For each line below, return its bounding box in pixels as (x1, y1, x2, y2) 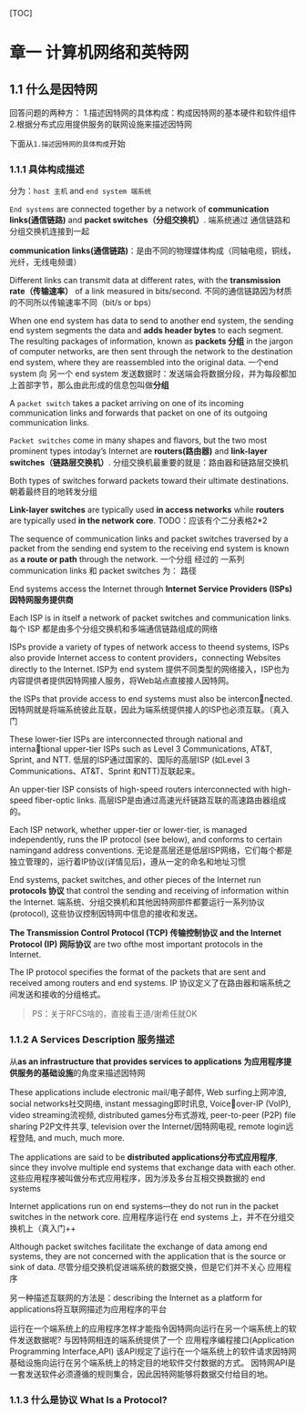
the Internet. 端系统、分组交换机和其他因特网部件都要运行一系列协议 (9, 897, 266, 907)
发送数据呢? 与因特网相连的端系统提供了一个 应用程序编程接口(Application (16, 1334, 295, 1345)
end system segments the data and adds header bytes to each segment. (9, 325, 284, 336)
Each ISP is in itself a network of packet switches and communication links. (9, 612, 291, 623)
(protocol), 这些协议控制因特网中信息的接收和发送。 (9, 908, 203, 919)
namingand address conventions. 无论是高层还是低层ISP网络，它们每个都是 (9, 845, 293, 856)
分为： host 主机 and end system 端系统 (9, 186, 152, 197)
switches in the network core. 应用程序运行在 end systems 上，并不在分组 (9, 1211, 287, 1222)
